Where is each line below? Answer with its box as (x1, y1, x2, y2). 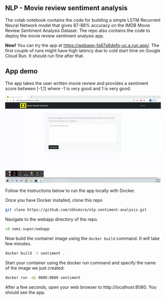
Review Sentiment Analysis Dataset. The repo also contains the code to (5, 27, 151, 34)
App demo (5, 67, 38, 75)
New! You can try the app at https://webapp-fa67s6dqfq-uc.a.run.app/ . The (5, 42, 160, 48)
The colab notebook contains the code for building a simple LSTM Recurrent (5, 17, 161, 23)
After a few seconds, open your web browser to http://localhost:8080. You (5, 284, 157, 290)
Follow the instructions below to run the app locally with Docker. (5, 187, 136, 194)
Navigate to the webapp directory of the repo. (5, 217, 99, 222)
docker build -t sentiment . (5, 251, 65, 256)
